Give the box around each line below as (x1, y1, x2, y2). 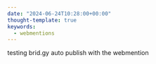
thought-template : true (7, 17, 77, 24)
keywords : (7, 23, 37, 30)
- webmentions (13, 29, 55, 37)
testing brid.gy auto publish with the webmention (7, 49, 149, 57)
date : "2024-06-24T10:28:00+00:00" (7, 10, 112, 17)
